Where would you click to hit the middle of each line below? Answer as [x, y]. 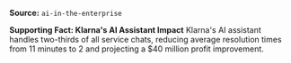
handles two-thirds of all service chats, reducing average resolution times [145, 39]
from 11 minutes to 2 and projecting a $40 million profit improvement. [137, 49]
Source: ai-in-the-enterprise [66, 13]
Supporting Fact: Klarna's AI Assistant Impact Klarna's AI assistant [136, 30]
